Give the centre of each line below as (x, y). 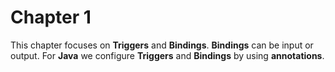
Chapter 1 (51, 17)
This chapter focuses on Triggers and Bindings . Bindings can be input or (162, 45)
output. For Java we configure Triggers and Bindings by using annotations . (167, 55)
